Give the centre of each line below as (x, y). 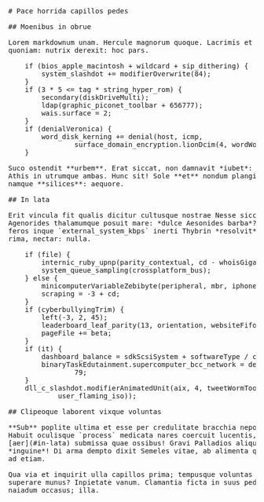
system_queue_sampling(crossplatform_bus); (126, 270)
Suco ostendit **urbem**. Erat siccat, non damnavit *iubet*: (130, 168)
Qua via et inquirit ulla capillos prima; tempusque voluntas (130, 475)
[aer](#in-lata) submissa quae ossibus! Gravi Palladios (120, 443)
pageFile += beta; (77, 333)
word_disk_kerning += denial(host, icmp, (122, 137)
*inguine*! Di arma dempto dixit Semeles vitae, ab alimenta (128, 451)
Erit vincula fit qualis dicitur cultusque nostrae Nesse (122, 215)
